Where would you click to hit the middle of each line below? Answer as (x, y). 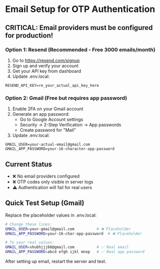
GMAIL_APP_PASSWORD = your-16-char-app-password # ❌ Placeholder (74, 234)
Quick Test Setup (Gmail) (45, 203)
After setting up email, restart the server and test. (56, 262)
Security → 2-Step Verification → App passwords (70, 125)
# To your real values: (30, 243)
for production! (29, 35)
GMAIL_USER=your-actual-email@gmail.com (48, 145)
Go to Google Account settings (51, 120)
